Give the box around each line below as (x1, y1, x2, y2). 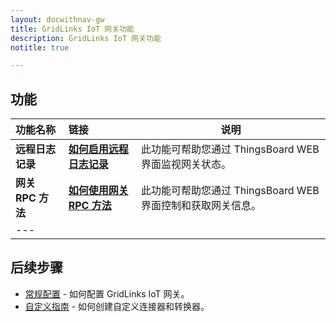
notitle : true (10, 42, 70, 53)
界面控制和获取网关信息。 (141, 199, 262, 213)
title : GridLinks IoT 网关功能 (10, 24, 135, 34)
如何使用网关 (68, 184, 129, 198)
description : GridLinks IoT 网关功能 (10, 33, 162, 43)
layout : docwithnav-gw (10, 14, 105, 25)
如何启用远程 (68, 142, 129, 156)
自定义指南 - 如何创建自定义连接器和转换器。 (24, 300, 210, 312)
